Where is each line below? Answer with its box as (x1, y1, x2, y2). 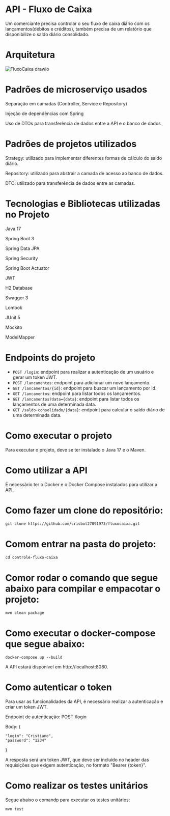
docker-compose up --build (5, 655, 63, 660)
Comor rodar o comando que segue (5, 572, 158, 583)
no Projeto (5, 209, 50, 220)
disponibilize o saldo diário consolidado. (5, 31, 90, 37)
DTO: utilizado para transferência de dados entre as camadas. (5, 180, 135, 186)
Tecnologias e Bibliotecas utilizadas (5, 198, 160, 209)
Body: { (5, 724, 21, 730)
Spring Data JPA (5, 245, 40, 251)
